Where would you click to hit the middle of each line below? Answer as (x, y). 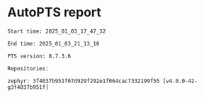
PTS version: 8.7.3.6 (39, 56)
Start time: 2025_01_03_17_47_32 (57, 31)
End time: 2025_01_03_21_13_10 (53, 43)
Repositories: (28, 68)
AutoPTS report (54, 12)
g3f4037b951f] (28, 87)
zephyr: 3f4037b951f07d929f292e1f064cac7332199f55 (84, 81)
